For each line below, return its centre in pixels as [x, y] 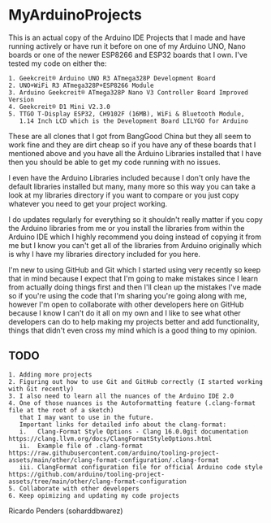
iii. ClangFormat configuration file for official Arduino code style [141, 467]
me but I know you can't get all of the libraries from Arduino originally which [135, 245]
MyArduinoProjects [75, 15]
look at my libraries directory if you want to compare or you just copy [124, 195]
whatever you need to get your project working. [88, 203]
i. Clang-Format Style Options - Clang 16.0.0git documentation [134, 431]
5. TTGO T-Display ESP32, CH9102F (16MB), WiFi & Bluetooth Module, [127, 114]
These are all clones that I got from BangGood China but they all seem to [130, 136]
